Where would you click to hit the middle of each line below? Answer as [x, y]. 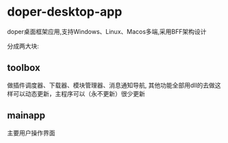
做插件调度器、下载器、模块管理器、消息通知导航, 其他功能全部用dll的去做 [111, 85]
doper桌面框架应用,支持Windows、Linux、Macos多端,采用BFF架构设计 [107, 31]
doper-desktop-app [65, 12]
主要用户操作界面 [31, 133]
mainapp [26, 115]
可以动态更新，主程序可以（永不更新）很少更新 [79, 93]
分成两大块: [23, 46]
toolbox [24, 68]
